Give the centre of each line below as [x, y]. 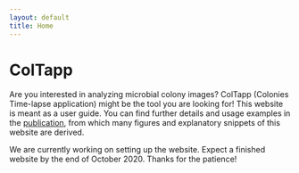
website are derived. [47, 132]
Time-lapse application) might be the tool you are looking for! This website [146, 104]
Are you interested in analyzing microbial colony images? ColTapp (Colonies [149, 95]
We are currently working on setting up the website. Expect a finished [137, 150]
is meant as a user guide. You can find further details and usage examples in [150, 113]
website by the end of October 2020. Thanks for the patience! [123, 159]
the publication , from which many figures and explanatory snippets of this [145, 123]
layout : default [39, 17]
